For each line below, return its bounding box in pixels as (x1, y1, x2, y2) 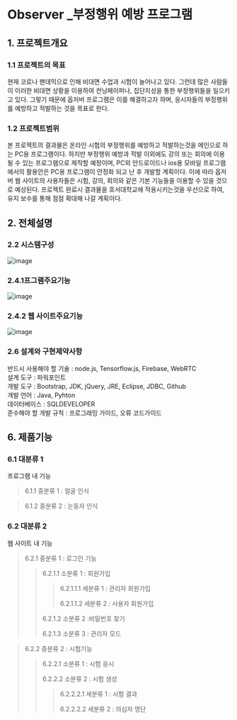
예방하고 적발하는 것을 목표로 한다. (14, 104, 110, 112)
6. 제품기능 (7, 431, 53, 443)
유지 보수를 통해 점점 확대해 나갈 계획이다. (7, 194, 122, 203)
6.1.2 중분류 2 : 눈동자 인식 (24, 502, 98, 511)
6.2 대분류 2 (7, 521, 47, 531)
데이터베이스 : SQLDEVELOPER (7, 399, 96, 408)
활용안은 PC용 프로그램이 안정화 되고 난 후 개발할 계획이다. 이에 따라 (25, 167, 214, 176)
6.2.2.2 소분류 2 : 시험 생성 (42, 675, 117, 683)
